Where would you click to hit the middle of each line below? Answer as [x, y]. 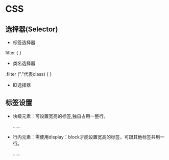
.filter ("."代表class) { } [29, 74]
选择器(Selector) [32, 29]
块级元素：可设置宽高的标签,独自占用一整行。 [60, 116]
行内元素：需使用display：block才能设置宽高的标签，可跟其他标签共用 [86, 137]
